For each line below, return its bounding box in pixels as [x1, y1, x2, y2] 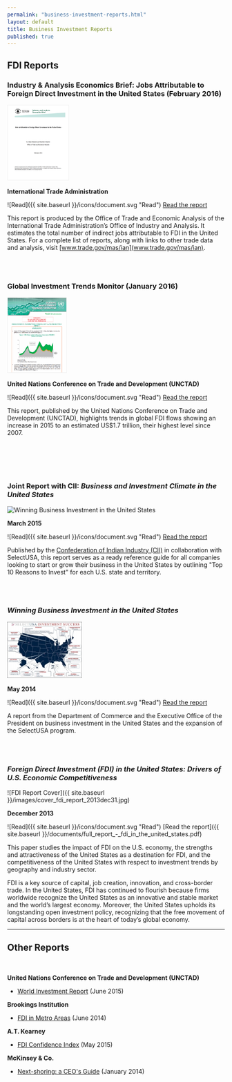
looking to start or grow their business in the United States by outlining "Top [7, 560, 223, 569]
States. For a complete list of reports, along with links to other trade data [7, 235, 213, 244]
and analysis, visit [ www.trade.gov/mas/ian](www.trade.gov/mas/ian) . [7, 243, 206, 251]
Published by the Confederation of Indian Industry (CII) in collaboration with [7, 545, 222, 554]
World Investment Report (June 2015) [17, 987, 124, 995]
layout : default [7, 18, 54, 26]
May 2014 [7, 684, 37, 693]
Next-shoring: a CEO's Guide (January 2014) [17, 1067, 145, 1075]
